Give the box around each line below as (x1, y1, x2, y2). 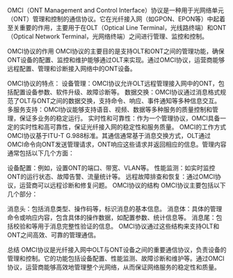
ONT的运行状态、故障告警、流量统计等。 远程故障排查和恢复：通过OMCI (7, 173, 216, 180)
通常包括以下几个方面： (7, 149, 74, 157)
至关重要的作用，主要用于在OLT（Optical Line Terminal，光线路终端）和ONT (7, 24, 227, 31)
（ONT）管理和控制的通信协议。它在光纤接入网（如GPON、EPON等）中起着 (7, 15, 226, 23)
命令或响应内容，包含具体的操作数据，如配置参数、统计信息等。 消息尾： (7, 213, 216, 222)
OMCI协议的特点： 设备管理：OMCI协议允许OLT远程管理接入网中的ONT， (7, 79, 219, 87)
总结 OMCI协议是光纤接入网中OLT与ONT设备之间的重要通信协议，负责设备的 (7, 246, 227, 254)
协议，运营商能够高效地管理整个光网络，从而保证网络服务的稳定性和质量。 (7, 263, 220, 271)
